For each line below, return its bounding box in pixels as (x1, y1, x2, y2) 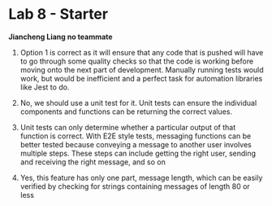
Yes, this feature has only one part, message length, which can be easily (19, 173, 263, 182)
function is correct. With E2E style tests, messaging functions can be (19, 131, 252, 141)
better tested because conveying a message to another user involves (19, 139, 252, 149)
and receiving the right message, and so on (19, 156, 166, 167)
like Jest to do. (19, 82, 70, 92)
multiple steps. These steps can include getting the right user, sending (19, 148, 257, 158)
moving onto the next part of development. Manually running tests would (19, 64, 264, 74)
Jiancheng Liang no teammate (8, 32, 113, 42)
